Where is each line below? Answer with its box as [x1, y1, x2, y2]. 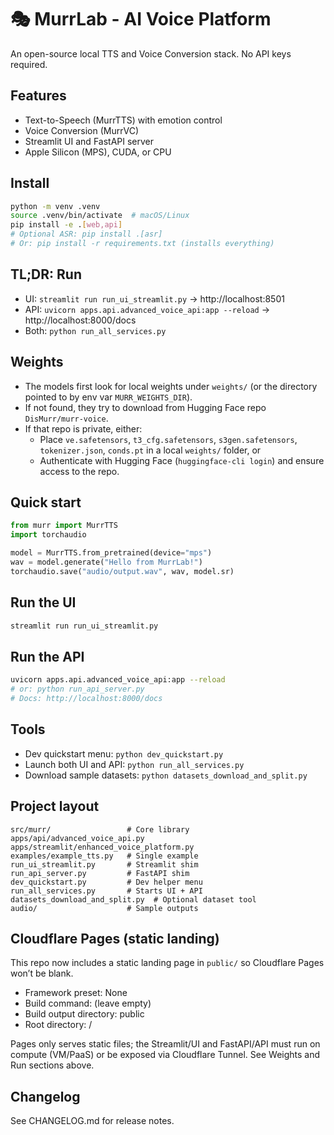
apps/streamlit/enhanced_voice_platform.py [10, 842, 195, 852]
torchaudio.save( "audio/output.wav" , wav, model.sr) [10, 566, 235, 576]
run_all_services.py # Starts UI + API [10, 886, 203, 896]
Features [10, 87, 67, 105]
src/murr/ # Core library [10, 824, 190, 835]
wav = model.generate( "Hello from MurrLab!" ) [10, 557, 203, 567]
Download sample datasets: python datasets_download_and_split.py [24, 769, 308, 781]
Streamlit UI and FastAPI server [24, 135, 154, 147]
